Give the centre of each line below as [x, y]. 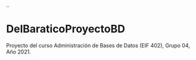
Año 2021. [18, 52]
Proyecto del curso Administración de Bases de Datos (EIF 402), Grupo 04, [98, 45]
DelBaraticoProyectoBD [66, 29]
